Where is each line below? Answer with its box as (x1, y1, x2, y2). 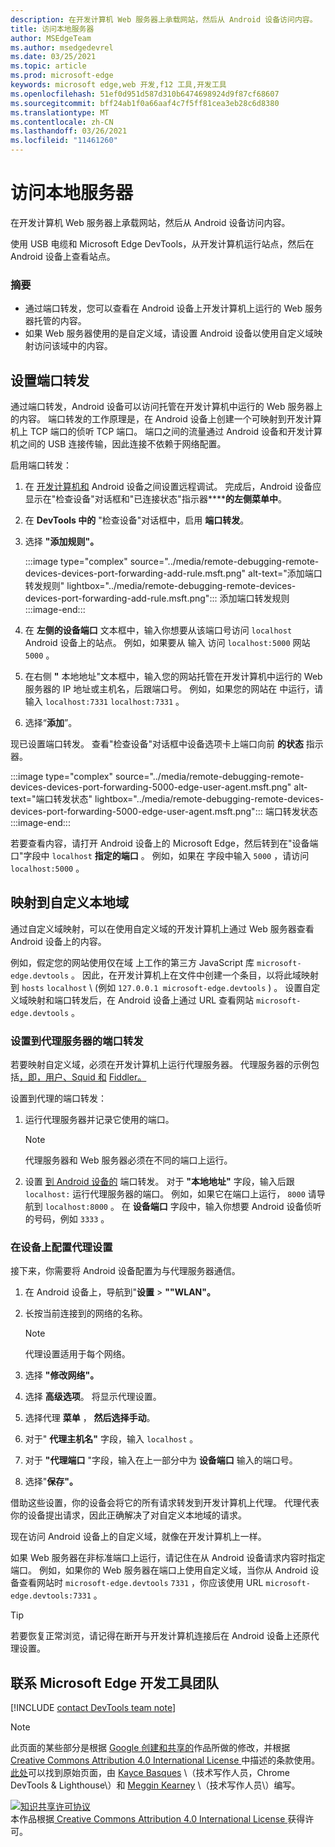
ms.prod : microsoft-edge (10, 71, 114, 81)
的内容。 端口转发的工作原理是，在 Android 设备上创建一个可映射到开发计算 (10, 413, 322, 425)
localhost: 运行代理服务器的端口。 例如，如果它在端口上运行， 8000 (24, 1188, 306, 1200)
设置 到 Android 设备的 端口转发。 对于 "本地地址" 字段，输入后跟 (24, 1176, 295, 1188)
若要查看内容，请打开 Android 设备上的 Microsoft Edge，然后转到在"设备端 (10, 837, 319, 850)
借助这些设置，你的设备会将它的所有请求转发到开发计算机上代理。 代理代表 (10, 1497, 320, 1509)
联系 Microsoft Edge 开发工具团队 (10, 1674, 220, 1691)
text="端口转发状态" (10, 793, 93, 805)
